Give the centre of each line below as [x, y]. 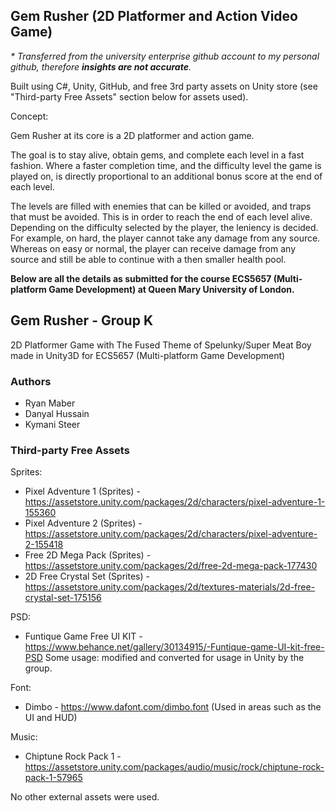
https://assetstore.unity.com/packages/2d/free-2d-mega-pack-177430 [171, 566]
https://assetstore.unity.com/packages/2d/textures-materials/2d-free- [170, 587]
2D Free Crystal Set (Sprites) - [87, 576]
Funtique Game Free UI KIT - [83, 636]
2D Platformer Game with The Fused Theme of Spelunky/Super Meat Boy [161, 345]
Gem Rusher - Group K [82, 320]
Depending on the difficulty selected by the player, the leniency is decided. [164, 227]
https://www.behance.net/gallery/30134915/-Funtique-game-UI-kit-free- [174, 647]
